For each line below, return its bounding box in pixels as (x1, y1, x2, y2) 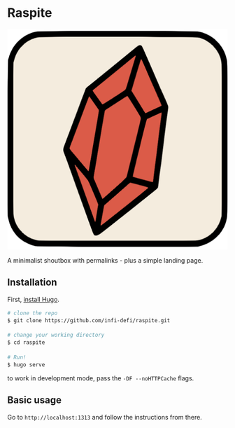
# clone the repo (7, 310, 58, 317)
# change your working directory (7, 331, 105, 339)
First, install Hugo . (7, 295, 59, 303)
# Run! (7, 354, 27, 361)
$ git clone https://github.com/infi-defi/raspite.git (7, 317, 171, 324)
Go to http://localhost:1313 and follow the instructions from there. (7, 413, 203, 421)
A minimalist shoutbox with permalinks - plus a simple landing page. (7, 256, 204, 264)
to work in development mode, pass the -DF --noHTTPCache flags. (7, 373, 194, 382)
